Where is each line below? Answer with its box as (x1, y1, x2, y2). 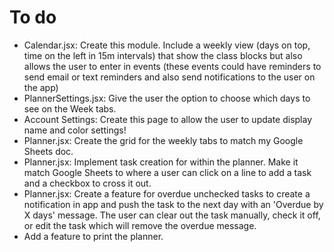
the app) (23, 81, 59, 93)
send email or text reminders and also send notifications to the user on (23, 71, 316, 83)
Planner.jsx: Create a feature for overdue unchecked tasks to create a (23, 187, 311, 200)
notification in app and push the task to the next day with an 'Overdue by (23, 198, 324, 210)
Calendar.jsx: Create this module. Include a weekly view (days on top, (23, 39, 311, 51)
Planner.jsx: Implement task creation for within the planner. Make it (23, 156, 299, 168)
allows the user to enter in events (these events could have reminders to (23, 60, 322, 72)
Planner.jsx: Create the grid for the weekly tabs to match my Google (23, 134, 304, 146)
